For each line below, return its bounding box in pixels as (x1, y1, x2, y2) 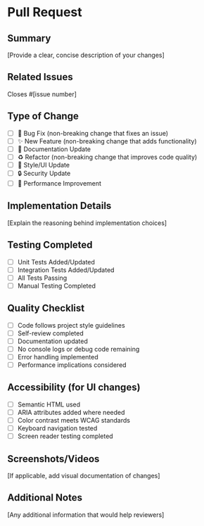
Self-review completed (17, 328, 84, 338)
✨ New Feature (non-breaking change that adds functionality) (17, 136, 197, 145)
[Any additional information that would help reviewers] (7, 511, 165, 519)
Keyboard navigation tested (17, 424, 98, 432)
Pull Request (7, 4, 82, 20)
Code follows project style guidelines (17, 321, 125, 329)
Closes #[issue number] (7, 89, 77, 98)
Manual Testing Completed (17, 281, 96, 290)
